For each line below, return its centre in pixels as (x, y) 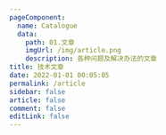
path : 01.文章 (50, 42)
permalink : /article (48, 83)
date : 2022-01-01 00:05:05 (59, 75)
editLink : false (39, 116)
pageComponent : (37, 17)
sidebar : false (37, 91)
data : (28, 34)
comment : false (37, 108)
